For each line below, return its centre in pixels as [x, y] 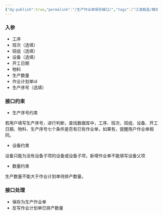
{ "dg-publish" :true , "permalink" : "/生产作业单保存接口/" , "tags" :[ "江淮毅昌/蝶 [80, 9]
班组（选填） [25, 51]
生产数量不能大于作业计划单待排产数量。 [45, 176]
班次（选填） [25, 45]
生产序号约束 [25, 113]
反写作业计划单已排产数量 [38, 208]
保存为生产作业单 [29, 201]
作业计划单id [24, 81]
